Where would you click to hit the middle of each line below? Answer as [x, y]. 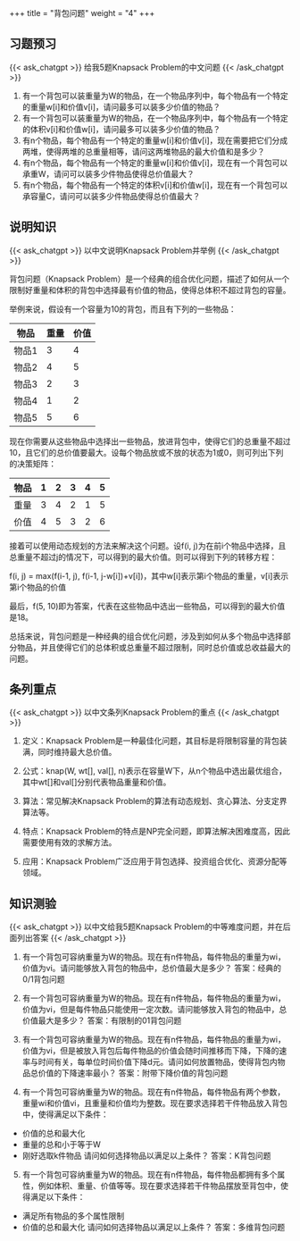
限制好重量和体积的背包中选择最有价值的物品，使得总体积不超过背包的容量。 [150, 289]
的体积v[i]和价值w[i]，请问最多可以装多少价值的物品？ [121, 129]
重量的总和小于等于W [61, 1145]
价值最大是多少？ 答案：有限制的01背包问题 [102, 1020]
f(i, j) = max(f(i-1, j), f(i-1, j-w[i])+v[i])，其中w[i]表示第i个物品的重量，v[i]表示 [149, 575]
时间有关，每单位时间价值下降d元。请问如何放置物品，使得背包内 [158, 1062]
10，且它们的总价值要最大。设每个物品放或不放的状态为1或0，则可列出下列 [146, 452]
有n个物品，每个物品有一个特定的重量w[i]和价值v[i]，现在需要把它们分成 [155, 140]
